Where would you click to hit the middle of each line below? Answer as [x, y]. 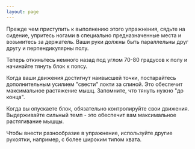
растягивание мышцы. [35, 121]
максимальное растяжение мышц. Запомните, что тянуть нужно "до [95, 90]
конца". [16, 97]
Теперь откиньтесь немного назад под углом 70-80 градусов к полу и [97, 59]
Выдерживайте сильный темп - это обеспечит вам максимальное [91, 115]
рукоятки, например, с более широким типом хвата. [74, 139]
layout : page [23, 12]
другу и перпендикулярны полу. [48, 48]
